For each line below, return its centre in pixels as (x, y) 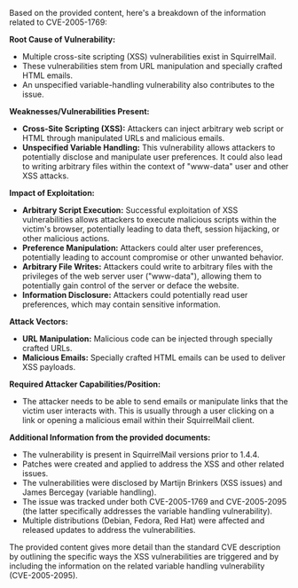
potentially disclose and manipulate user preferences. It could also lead (152, 157)
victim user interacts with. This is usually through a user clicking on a (148, 411)
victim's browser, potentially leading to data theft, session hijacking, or (151, 229)
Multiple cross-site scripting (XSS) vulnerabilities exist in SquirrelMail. (149, 56)
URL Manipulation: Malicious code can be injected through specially (147, 339)
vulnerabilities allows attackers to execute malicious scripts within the (149, 220)
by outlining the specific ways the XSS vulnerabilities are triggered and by (144, 557)
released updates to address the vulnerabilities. (109, 530)
